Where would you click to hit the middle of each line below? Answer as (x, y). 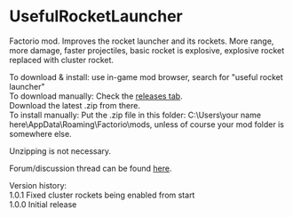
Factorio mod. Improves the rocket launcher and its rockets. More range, (142, 41)
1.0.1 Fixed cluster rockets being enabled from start (102, 195)
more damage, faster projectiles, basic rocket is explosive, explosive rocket (147, 50)
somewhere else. (41, 133)
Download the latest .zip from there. (75, 105)
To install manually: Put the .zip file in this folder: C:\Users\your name (135, 115)
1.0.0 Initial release (43, 204)
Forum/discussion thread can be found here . (91, 168)
